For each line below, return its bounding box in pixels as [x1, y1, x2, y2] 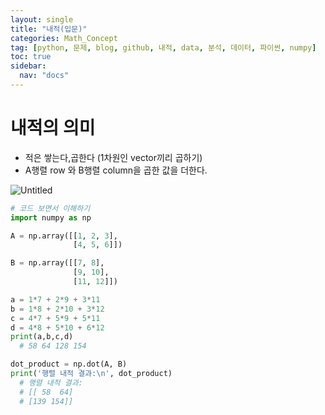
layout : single [10, 14, 74, 25]
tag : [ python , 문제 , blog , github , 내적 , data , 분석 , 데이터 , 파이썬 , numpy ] [10, 42, 317, 53]
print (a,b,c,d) [10, 332, 74, 342]
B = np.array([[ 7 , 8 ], [10, 258, 105, 268]
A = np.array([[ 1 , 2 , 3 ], [10, 231, 118, 241]
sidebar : [10, 61, 47, 71]
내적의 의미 [10, 117, 96, 140]
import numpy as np [10, 212, 92, 223]
